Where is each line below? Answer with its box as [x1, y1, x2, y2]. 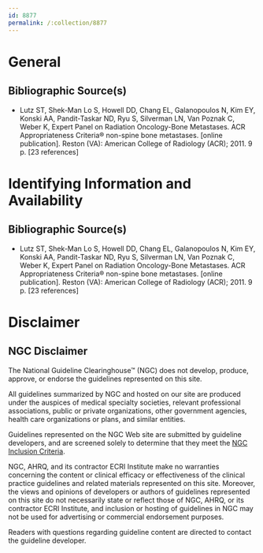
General [8, 53, 61, 71]
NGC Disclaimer [8, 345, 88, 358]
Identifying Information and [8, 174, 191, 192]
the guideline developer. [8, 536, 87, 545]
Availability [8, 191, 83, 209]
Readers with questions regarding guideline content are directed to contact [8, 527, 252, 536]
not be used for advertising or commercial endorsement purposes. [8, 512, 224, 521]
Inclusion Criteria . [8, 447, 65, 456]
